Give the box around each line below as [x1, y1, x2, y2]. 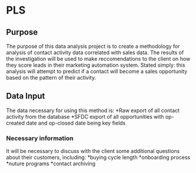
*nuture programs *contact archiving [6, 160, 96, 167]
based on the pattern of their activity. [6, 74, 97, 81]
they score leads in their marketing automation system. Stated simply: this [6, 61, 185, 68]
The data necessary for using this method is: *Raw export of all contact [6, 107, 180, 114]
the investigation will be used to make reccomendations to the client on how [6, 56, 191, 62]
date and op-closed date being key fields [26, 119, 126, 126]
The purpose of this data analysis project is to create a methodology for [6, 43, 180, 50]
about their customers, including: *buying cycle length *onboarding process [6, 154, 191, 161]
